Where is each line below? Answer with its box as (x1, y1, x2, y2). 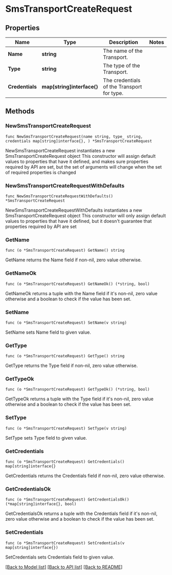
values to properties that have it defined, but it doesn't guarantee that (5, 218, 152, 224)
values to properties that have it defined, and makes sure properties (5, 158, 148, 165)
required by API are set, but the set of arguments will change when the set (5, 163, 162, 170)
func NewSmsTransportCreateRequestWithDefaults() (5, 193, 114, 199)
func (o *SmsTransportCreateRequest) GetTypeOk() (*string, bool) (5, 387, 150, 392)
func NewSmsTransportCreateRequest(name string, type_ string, (5, 134, 143, 139)
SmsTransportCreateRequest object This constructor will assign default (5, 153, 156, 159)
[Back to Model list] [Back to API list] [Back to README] (5, 564, 123, 570)
